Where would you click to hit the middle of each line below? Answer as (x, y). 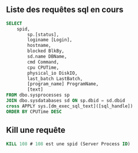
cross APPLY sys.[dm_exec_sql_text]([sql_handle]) (70, 106)
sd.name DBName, (47, 57)
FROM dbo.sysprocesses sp (38, 95)
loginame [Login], (50, 40)
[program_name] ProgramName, (63, 84)
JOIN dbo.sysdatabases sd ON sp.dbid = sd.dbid (66, 101)
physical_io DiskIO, (52, 73)
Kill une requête (36, 130)
